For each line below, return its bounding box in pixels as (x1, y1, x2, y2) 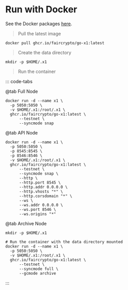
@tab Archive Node (5, 220, 47, 226)
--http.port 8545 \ (19, 180, 61, 185)
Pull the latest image (17, 30, 61, 36)
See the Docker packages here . (5, 21, 72, 27)
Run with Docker (5, 4, 78, 15)
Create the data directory (17, 49, 71, 55)
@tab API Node (5, 129, 38, 136)
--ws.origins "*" (19, 211, 57, 217)
